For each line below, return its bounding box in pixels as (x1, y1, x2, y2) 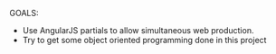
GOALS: (9, 8, 39, 18)
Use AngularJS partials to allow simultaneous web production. (22, 25, 254, 35)
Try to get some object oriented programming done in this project (22, 35, 267, 45)
